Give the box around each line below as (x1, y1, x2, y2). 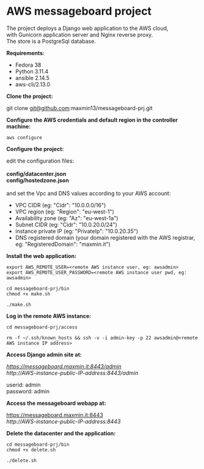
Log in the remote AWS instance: (6, 312, 92, 319)
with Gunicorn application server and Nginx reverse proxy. (6, 31, 153, 38)
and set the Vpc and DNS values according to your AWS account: (6, 190, 171, 197)
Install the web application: (6, 252, 77, 259)
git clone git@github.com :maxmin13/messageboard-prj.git (6, 104, 153, 111)
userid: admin (6, 381, 41, 388)
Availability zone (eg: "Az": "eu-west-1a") (15, 214, 118, 221)
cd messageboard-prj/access (6, 324, 78, 330)
